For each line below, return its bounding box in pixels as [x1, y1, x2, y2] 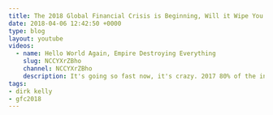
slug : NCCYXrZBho [23, 57, 82, 66]
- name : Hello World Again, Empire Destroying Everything [15, 49, 217, 57]
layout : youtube [8, 34, 63, 43]
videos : [8, 42, 35, 50]
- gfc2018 [8, 95, 42, 103]
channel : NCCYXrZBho [23, 65, 93, 73]
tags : [8, 79, 27, 87]
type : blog [8, 27, 45, 35]
